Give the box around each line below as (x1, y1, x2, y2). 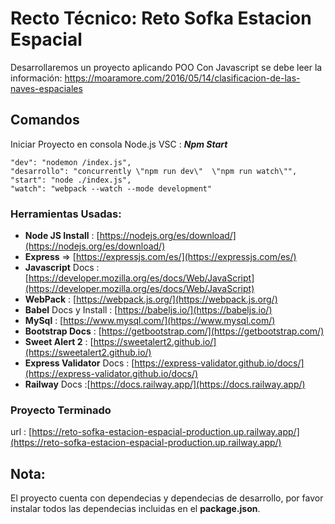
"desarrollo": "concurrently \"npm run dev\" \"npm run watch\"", (10, 166, 298, 176)
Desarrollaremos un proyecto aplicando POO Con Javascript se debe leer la (10, 61, 323, 73)
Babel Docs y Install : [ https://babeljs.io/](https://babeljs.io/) (24, 304, 273, 316)
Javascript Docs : (24, 262, 100, 274)
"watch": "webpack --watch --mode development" (10, 183, 213, 194)
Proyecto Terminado (10, 403, 112, 417)
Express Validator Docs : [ (24, 357, 135, 369)
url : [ (10, 426, 33, 438)
